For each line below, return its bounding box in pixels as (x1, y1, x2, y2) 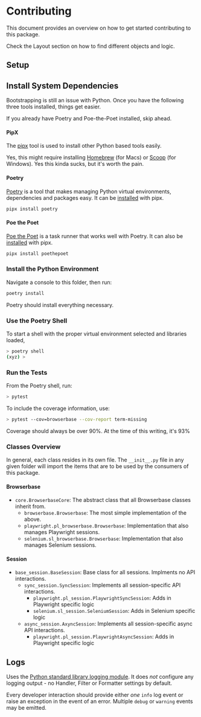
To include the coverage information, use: (6, 405, 110, 412)
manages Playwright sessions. (24, 529, 100, 536)
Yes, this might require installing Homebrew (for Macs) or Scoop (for (6, 154, 176, 161)
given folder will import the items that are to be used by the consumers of (6, 463, 189, 470)
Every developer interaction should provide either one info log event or (6, 692, 183, 699)
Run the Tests (6, 368, 48, 377)
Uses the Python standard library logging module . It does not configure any (6, 673, 194, 681)
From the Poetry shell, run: (6, 382, 72, 389)
